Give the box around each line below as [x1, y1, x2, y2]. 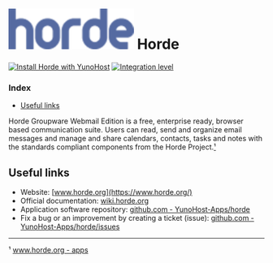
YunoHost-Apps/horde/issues [19, 222, 120, 231]
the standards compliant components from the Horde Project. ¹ [8, 142, 217, 152]
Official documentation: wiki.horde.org [19, 196, 149, 206]
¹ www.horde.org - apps [8, 245, 89, 255]
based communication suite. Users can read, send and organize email [8, 125, 242, 135]
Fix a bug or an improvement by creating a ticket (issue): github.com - [19, 213, 254, 223]
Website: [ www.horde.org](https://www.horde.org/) [19, 188, 193, 197]
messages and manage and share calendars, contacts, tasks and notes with [8, 134, 262, 144]
